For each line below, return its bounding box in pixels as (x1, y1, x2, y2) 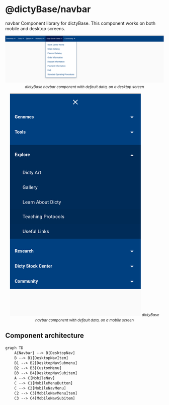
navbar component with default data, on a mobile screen (35, 318, 134, 323)
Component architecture (5, 331, 84, 340)
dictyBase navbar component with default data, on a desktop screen (25, 85, 144, 90)
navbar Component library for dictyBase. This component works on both (5, 20, 156, 26)
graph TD (5, 345, 24, 351)
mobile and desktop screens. (5, 25, 65, 31)
